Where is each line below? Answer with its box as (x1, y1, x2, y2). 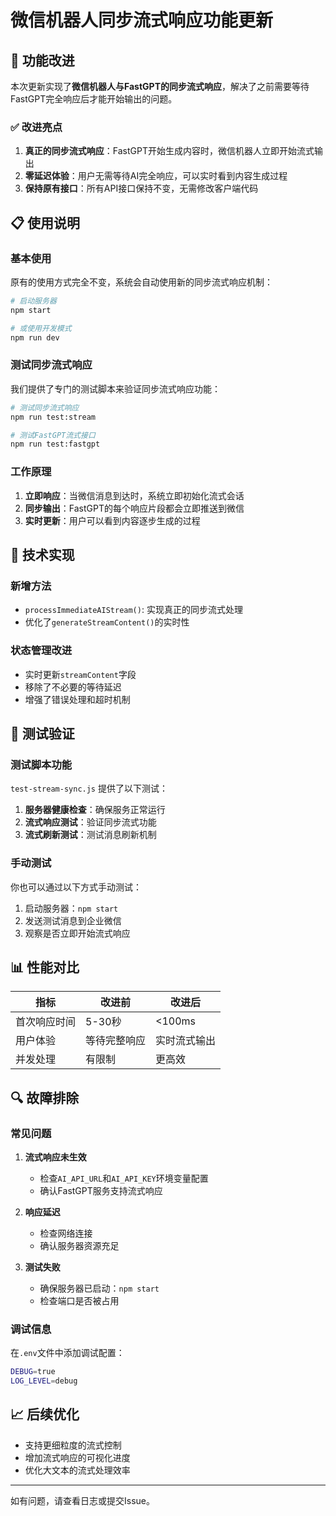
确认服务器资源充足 (39, 1240, 120, 1252)
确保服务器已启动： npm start (39, 1282, 160, 1295)
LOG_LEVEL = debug (10, 1376, 78, 1386)
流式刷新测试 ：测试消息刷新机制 (24, 829, 157, 841)
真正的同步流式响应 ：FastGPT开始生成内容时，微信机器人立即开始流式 (24, 145, 315, 157)
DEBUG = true (10, 1367, 56, 1377)
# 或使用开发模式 (10, 323, 72, 333)
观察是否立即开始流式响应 (24, 927, 131, 939)
